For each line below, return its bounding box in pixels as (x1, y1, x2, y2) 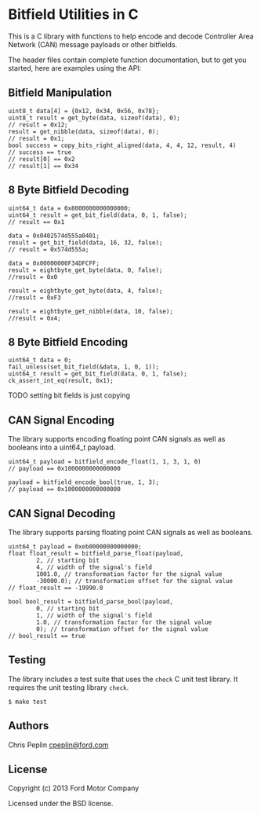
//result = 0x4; (8, 314, 61, 322)
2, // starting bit (36, 556, 100, 564)
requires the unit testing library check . (8, 682, 129, 692)
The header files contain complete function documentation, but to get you (8, 55, 247, 64)
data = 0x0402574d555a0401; (8, 232, 100, 240)
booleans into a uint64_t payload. (8, 442, 116, 453)
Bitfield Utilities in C (8, 5, 139, 24)
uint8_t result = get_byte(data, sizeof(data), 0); (8, 114, 180, 122)
